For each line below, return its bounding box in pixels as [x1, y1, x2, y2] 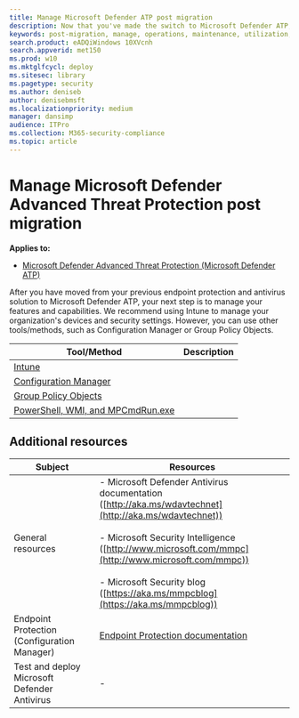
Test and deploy [13, 660, 81, 673]
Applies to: [9, 242, 51, 254]
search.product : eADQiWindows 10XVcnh [9, 37, 153, 47]
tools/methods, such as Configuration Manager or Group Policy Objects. [9, 324, 274, 335]
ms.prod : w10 [9, 54, 58, 63]
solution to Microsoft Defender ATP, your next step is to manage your [9, 295, 263, 307]
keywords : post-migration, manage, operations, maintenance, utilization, [9, 29, 293, 38]
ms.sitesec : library [9, 71, 86, 80]
